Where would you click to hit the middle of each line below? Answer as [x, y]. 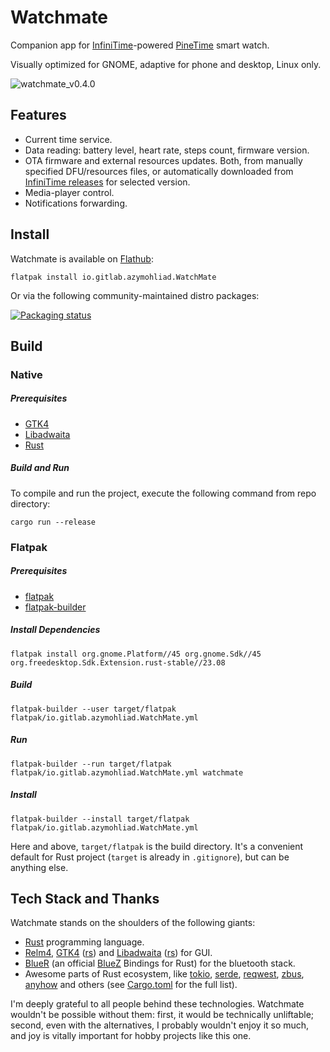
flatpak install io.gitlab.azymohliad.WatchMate [113, 277]
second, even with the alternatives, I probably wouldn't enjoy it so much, [160, 1025]
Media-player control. [69, 192]
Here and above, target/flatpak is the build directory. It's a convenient [157, 846]
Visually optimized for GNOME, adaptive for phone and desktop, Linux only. [166, 64]
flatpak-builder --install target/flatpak [100, 819]
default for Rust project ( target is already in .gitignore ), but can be [150, 857]
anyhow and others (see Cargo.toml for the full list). [131, 985]
